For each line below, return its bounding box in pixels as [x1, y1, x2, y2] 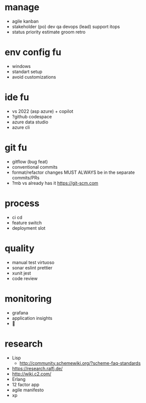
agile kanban [12, 18, 39, 24]
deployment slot [12, 225, 46, 231]
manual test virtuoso [12, 259, 55, 265]
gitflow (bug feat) [12, 158, 48, 165]
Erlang [12, 376, 26, 382]
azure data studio [12, 119, 49, 125]
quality [5, 242, 35, 254]
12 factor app [12, 381, 40, 387]
